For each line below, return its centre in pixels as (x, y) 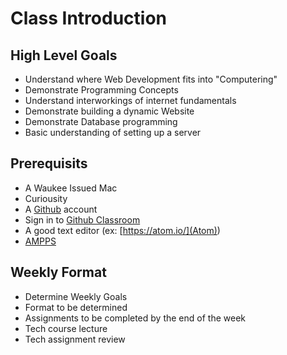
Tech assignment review (75, 339)
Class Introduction (88, 18)
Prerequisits (49, 163)
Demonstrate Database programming (101, 121)
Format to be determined (76, 307)
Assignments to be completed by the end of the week (135, 318)
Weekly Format (58, 272)
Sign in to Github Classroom (82, 219)
